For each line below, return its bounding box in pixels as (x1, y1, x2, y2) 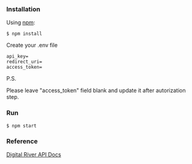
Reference (6, 137, 38, 146)
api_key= (6, 53, 29, 60)
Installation (6, 5, 41, 14)
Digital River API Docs (6, 150, 61, 158)
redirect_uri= (6, 59, 43, 65)
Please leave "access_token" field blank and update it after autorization (6, 87, 186, 94)
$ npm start (6, 122, 37, 129)
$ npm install (6, 31, 43, 37)
